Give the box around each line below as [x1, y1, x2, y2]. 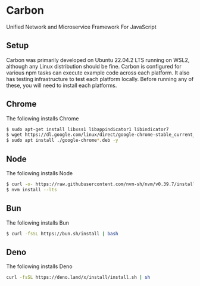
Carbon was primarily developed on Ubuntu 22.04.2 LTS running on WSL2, [6, 56, 190, 63]
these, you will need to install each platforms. [6, 82, 117, 89]
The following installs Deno [6, 263, 73, 270]
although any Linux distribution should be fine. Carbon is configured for [6, 63, 182, 70]
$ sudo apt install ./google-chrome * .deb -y [6, 138, 118, 144]
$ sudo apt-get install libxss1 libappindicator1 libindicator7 [6, 126, 169, 132]
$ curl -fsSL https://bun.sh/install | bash [6, 231, 118, 237]
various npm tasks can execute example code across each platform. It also [6, 69, 190, 76]
